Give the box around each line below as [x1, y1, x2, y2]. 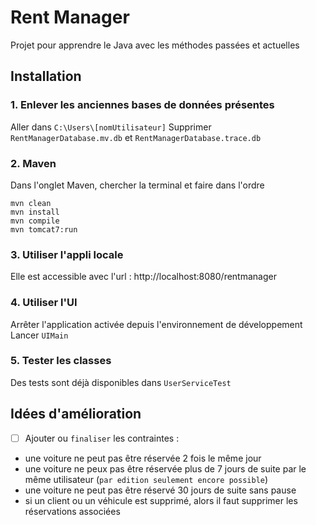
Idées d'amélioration [10, 406, 142, 423]
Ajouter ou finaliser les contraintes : [24, 432, 180, 444]
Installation [10, 68, 82, 85]
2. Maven [10, 156, 57, 170]
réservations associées [24, 505, 121, 517]
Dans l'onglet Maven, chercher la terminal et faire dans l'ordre [10, 179, 265, 191]
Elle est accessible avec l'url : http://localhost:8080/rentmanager [10, 271, 277, 283]
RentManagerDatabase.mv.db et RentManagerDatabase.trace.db [10, 131, 262, 143]
